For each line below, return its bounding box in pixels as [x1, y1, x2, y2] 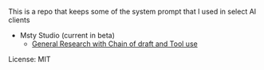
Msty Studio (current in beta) [19, 31, 116, 40]
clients [8, 15, 30, 25]
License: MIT [8, 55, 51, 64]
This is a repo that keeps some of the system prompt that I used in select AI [8, 7, 257, 16]
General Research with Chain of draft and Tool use [31, 39, 198, 49]
